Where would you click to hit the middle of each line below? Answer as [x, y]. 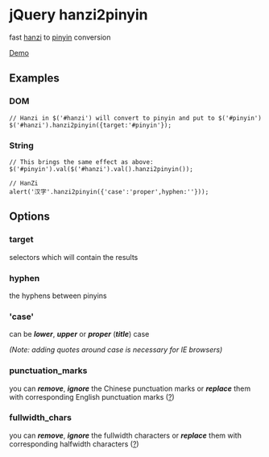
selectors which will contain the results [74, 257]
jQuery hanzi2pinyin [79, 15]
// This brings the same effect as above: [81, 162]
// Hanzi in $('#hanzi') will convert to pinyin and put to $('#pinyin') [136, 118]
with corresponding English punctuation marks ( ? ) [92, 396]
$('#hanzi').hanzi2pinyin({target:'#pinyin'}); [91, 125]
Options [30, 217]
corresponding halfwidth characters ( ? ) [74, 444]
